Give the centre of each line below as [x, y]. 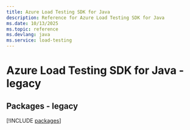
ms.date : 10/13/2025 [33, 23]
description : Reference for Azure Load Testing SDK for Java [86, 18]
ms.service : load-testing [39, 40]
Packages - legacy [42, 106]
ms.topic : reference [33, 29]
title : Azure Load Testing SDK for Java [58, 12]
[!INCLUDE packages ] [34, 121]
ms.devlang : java [28, 35]
